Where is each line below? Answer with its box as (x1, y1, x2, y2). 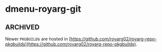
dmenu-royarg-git (5, 3, 81, 15)
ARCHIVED (5, 23, 40, 31)
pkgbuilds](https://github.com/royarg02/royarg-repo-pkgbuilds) (5, 41, 136, 47)
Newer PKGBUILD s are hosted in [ (5, 36, 71, 42)
